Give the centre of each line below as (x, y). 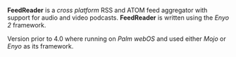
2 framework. (27, 25)
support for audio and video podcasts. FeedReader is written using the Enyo (118, 18)
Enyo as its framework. (41, 46)
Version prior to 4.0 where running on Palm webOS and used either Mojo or (117, 39)
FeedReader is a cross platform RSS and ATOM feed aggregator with (107, 10)
